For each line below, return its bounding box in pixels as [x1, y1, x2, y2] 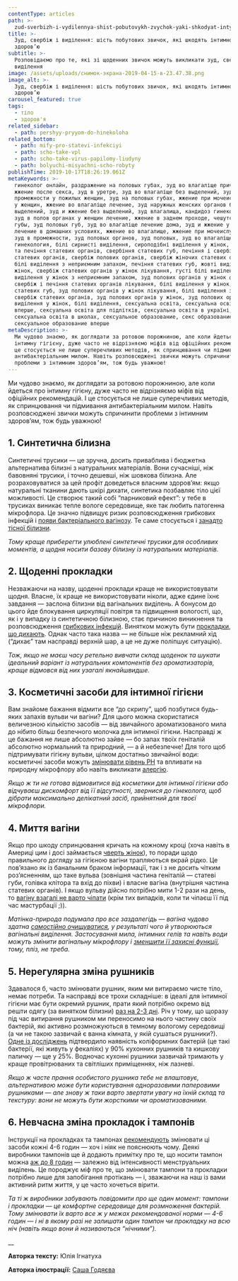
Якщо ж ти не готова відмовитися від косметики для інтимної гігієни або [8, 779, 229, 787]
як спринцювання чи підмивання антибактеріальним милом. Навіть [8, 402, 213, 410]
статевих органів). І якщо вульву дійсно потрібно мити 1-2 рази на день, [8, 886, 227, 895]
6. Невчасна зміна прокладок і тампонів [8, 1117, 195, 1129]
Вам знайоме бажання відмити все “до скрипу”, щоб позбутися [8, 705, 200, 713]
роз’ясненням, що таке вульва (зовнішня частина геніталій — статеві [8, 871, 216, 879]
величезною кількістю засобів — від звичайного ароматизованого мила [8, 720, 227, 728]
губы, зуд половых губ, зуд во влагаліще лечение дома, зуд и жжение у [14, 221, 230, 228]
